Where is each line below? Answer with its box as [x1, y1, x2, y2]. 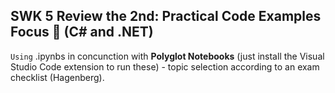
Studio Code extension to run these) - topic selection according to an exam [10, 60, 320, 73]
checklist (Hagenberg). [10, 71, 105, 83]
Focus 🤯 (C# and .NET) [10, 24, 154, 41]
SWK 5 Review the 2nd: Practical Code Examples [10, 8, 322, 25]
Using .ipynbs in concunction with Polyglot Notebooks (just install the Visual [10, 50, 325, 62]
